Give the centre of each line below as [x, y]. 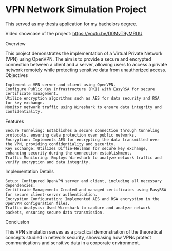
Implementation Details [30, 171]
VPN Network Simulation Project [76, 9]
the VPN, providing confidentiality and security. [61, 144]
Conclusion [17, 222]
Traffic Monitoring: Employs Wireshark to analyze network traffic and [83, 158]
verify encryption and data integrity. [48, 162]
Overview [15, 43]
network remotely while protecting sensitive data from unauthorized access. [86, 70]
